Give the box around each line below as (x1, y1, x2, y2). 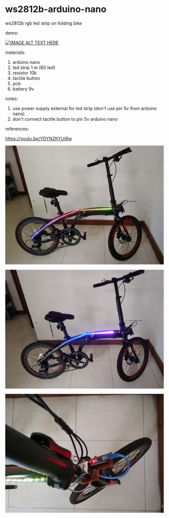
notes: (5, 96, 19, 102)
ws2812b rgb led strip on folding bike (5, 20, 82, 26)
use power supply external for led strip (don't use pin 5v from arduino (12, 105, 157, 111)
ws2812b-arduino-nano (5, 4, 107, 15)
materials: (5, 49, 26, 55)
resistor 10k (12, 69, 37, 76)
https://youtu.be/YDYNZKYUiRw (5, 135, 72, 141)
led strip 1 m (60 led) (12, 64, 55, 70)
